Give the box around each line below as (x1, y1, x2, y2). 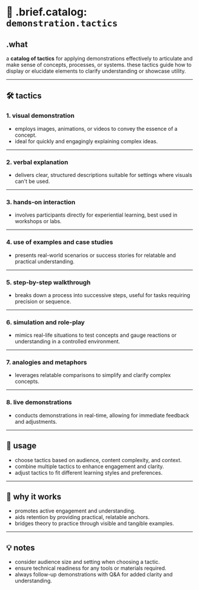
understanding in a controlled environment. (14, 338, 120, 345)
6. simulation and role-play (6, 318, 85, 326)
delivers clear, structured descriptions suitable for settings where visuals (14, 171, 192, 178)
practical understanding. (14, 257, 75, 265)
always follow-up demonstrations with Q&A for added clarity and (14, 571, 173, 578)
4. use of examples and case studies (6, 238, 114, 246)
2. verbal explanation (6, 158, 69, 166)
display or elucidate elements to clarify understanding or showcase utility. (6, 67, 187, 75)
